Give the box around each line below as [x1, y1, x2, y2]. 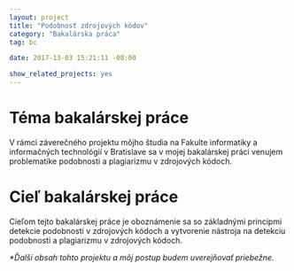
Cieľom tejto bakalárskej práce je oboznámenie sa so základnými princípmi [9, 216, 282, 227]
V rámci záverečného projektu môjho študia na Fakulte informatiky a [9, 136, 259, 147]
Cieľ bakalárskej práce [9, 187, 179, 207]
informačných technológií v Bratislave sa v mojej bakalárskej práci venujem [9, 146, 283, 157]
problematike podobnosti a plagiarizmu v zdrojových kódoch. [9, 156, 233, 166]
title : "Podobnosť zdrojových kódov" [9, 21, 149, 30]
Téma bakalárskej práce [9, 108, 189, 128]
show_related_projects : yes [9, 70, 113, 79]
